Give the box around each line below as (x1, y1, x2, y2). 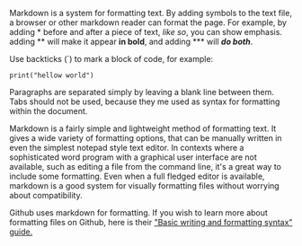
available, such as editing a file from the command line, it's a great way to (9, 162, 281, 171)
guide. (9, 226, 33, 237)
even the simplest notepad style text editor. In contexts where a (9, 143, 244, 153)
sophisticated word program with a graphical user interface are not (9, 152, 258, 163)
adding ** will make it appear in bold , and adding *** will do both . (9, 36, 253, 47)
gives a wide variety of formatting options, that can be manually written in (9, 133, 282, 143)
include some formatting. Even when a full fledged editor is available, (9, 171, 265, 181)
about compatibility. (9, 190, 83, 200)
